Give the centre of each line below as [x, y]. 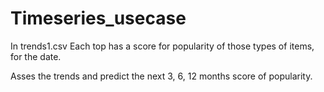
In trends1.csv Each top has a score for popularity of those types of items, [162, 46]
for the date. [36, 56]
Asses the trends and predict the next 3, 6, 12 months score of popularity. [161, 76]
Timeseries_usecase [98, 18]
